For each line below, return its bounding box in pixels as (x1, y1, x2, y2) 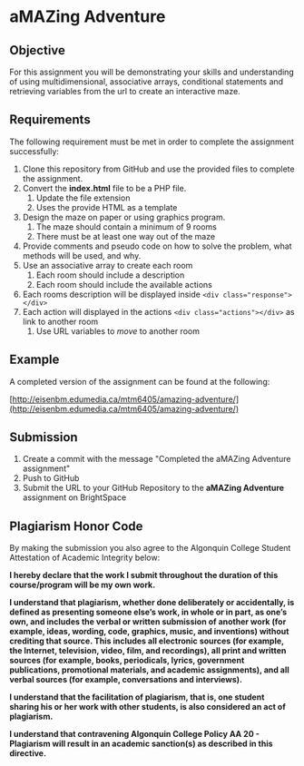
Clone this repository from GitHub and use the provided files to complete (22, 163, 295, 174)
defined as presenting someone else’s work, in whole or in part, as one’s (9, 606, 288, 618)
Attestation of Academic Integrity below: (9, 552, 161, 564)
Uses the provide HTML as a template (35, 201, 178, 212)
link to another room (22, 316, 99, 327)
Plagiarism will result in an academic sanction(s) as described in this (9, 738, 274, 750)
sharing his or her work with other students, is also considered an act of (9, 702, 286, 712)
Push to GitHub (22, 473, 80, 484)
